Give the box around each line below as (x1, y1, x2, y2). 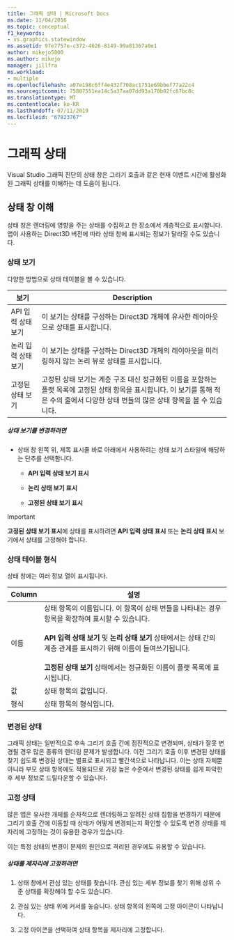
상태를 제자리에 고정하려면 (7, 859, 78, 868)
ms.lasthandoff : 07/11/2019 (7, 107, 89, 114)
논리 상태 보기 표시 (27, 483, 78, 492)
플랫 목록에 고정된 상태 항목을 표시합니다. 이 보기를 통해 (41, 384, 212, 394)
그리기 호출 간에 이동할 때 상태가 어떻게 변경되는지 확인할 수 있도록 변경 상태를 (7, 819, 219, 827)
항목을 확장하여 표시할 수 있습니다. (44, 613, 150, 623)
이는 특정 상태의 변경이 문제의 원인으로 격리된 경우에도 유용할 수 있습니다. (7, 842, 206, 850)
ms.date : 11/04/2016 (7, 17, 68, 24)
